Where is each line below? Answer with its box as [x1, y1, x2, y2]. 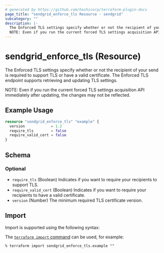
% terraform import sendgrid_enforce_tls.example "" [5, 243, 115, 248]
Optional [5, 166, 26, 172]
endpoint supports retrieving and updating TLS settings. [5, 77, 118, 83]
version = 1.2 [9, 124, 62, 128]
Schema [5, 151, 31, 159]
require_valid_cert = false [9, 133, 67, 138]
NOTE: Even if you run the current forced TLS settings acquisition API [5, 86, 145, 93]
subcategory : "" [5, 16, 38, 21]
